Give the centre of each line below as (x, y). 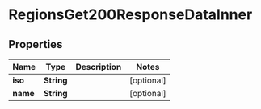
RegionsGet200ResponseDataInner (130, 15)
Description (99, 67)
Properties (36, 44)
